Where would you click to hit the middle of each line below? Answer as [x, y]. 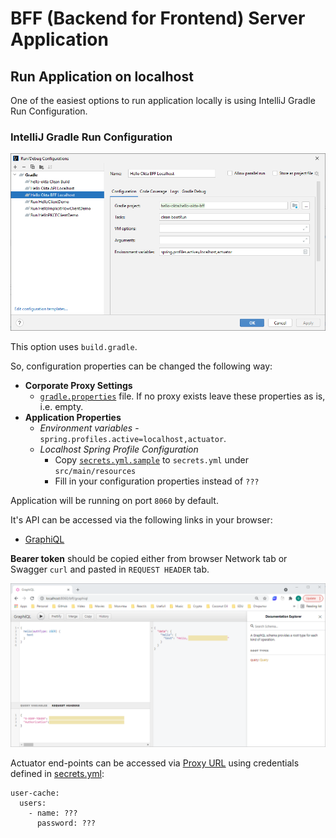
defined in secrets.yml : [57, 774]
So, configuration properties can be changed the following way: [141, 366]
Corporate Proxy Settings [78, 385]
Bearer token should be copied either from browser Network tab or [149, 558]
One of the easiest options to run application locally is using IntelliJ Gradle [163, 100]
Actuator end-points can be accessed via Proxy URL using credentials [155, 763]
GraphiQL [44, 539]
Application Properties [73, 417]
